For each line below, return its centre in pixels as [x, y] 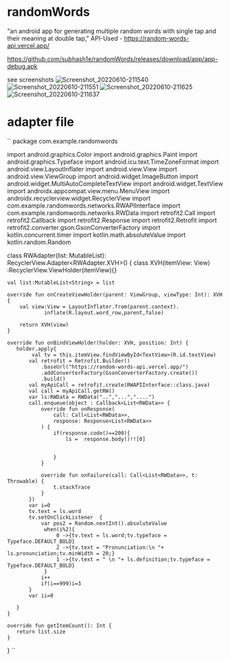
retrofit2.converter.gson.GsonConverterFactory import [84, 227]
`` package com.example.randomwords [62, 141]
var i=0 [39, 505]
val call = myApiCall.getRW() [72, 391]
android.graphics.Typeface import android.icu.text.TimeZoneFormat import [113, 162]
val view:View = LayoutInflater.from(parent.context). [100, 307]
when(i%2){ [59, 529]
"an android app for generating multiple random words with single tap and [112, 31]
